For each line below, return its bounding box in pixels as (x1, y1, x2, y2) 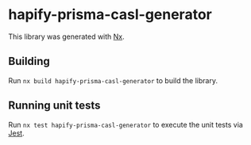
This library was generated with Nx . (8, 32, 125, 41)
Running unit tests (8, 99, 101, 113)
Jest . (8, 128, 25, 138)
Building (8, 55, 50, 68)
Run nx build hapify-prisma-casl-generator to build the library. (8, 75, 218, 85)
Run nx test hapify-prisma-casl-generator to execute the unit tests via (8, 120, 244, 129)
